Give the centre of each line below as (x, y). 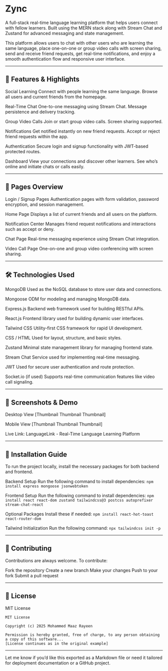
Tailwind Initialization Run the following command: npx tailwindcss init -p (83, 528)
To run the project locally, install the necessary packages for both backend (82, 466)
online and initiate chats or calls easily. (45, 166)
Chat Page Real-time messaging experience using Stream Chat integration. (82, 239)
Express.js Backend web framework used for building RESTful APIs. (75, 309)
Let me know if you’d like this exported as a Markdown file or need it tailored (84, 657)
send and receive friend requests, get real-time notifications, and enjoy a (80, 54)
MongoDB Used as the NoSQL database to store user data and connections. (84, 289)
